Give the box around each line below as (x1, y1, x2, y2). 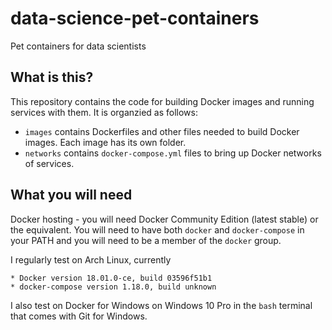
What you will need (10, 187, 133, 204)
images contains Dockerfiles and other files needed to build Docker (24, 125, 300, 137)
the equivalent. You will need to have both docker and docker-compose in (10, 223, 305, 236)
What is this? (10, 69, 94, 86)
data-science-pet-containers (10, 7, 260, 30)
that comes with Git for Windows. (10, 310, 148, 322)
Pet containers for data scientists (10, 40, 147, 52)
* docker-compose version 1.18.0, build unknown (10, 282, 217, 292)
